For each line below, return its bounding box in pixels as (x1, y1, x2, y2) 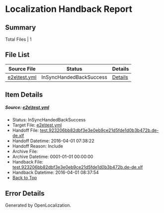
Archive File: (12, 149, 38, 155)
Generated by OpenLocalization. (5, 202, 71, 208)
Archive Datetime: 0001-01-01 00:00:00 (12, 154, 93, 160)
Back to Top (12, 175, 37, 181)
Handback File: (12, 159, 44, 165)
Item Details (5, 91, 43, 99)
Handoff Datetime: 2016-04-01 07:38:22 (12, 138, 95, 144)
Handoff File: (12, 127, 39, 133)
